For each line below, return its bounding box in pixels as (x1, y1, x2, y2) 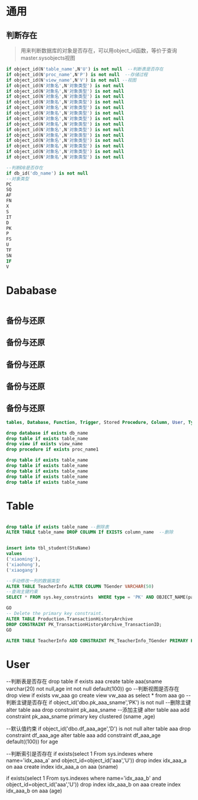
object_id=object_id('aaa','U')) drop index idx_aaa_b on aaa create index (6, 781, 181, 788)
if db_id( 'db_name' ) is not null (6, 170, 88, 176)
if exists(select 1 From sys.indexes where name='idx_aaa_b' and (6, 775, 161, 782)
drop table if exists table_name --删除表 (6, 524, 110, 530)
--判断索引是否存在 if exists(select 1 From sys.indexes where (6, 750, 153, 757)
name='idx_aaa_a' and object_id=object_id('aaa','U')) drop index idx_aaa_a (6, 757, 187, 764)
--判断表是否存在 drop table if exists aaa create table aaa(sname (6, 678, 162, 685)
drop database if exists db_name (6, 430, 88, 436)
